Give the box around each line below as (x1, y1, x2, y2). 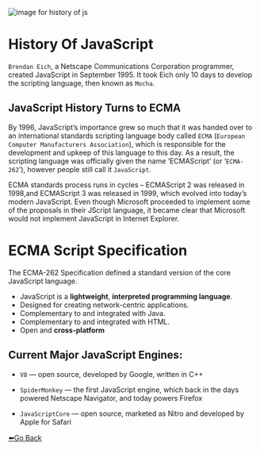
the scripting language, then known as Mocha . (8, 78, 155, 87)
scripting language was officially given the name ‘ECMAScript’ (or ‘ (8, 156, 227, 166)
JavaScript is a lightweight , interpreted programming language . (19, 291, 233, 301)
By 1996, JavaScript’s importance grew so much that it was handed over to (8, 122, 253, 132)
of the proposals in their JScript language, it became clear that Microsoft (8, 205, 246, 214)
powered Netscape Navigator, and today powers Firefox (19, 393, 203, 402)
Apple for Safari (19, 417, 71, 426)
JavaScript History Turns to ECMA (8, 102, 181, 115)
